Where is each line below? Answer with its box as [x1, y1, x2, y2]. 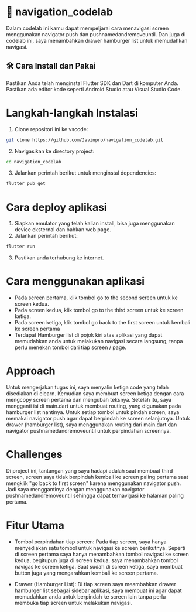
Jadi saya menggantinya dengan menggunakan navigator [6, 486, 145, 493]
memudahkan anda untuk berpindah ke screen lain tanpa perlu [14, 593, 166, 600]
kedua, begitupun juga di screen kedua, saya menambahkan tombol [14, 556, 178, 564]
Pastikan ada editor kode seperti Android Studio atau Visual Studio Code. [6, 86, 183, 93]
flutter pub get [6, 181, 46, 187]
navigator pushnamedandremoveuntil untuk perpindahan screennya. [6, 428, 171, 434]
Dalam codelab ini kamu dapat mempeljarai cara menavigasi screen [6, 25, 169, 32]
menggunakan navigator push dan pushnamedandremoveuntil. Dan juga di [6, 30, 186, 37]
